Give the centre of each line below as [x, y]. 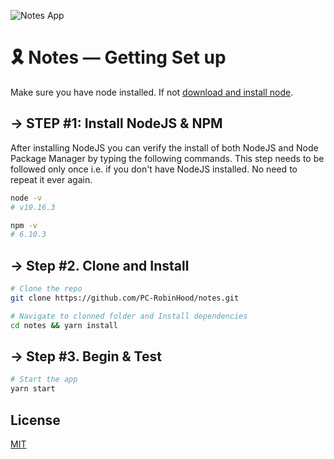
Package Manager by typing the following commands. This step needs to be [167, 158]
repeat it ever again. [51, 179]
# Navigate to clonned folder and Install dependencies [129, 316]
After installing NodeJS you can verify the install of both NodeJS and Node [164, 147]
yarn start [33, 389]
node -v [26, 198]
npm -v [24, 225]
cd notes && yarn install [64, 325]
